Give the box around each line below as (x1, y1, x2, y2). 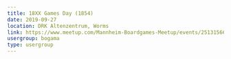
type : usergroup (7, 41, 54, 48)
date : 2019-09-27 (7, 16, 57, 23)
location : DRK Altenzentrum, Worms (7, 22, 109, 29)
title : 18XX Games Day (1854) (7, 9, 94, 17)
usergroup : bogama (7, 35, 60, 42)
